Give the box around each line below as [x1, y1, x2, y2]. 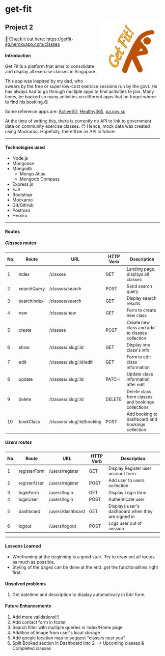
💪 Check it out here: [5, 36, 46, 42]
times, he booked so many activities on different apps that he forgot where [5, 94, 156, 100]
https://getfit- [46, 36, 74, 42]
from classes [126, 394, 153, 399]
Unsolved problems [5, 581, 46, 587]
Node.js [12, 155, 28, 161]
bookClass [19, 419, 40, 425]
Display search [126, 295, 157, 301]
